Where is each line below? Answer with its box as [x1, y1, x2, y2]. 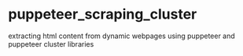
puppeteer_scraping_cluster [8, 5, 197, 23]
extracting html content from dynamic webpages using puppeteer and [8, 31, 236, 40]
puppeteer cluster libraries [8, 39, 94, 48]
